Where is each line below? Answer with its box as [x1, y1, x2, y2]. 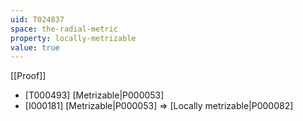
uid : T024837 [10, 14, 65, 25]
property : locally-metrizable [10, 33, 137, 43]
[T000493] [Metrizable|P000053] [24, 89, 165, 101]
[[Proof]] [10, 70, 47, 82]
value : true [10, 42, 60, 53]
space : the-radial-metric [10, 24, 118, 34]
